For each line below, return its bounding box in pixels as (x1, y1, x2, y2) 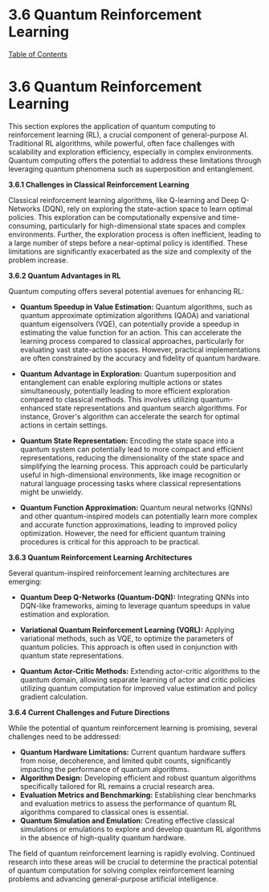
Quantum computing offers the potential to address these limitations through (8, 155, 262, 165)
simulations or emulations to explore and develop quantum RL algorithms (19, 824, 262, 834)
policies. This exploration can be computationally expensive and (8, 212, 221, 222)
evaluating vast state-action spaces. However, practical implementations (19, 345, 261, 354)
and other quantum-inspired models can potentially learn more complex (19, 511, 259, 521)
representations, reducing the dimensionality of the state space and (19, 452, 245, 462)
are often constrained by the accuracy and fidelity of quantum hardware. (19, 353, 261, 363)
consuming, (8, 221, 47, 230)
